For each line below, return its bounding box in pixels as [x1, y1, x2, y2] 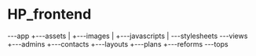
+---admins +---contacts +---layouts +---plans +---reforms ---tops [7, 39, 229, 48]
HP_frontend [7, 5, 92, 23]
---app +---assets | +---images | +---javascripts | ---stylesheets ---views [7, 31, 248, 40]
